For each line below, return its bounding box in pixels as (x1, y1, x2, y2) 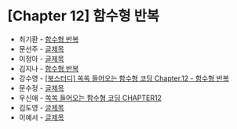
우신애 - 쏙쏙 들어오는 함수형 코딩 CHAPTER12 (18, 93, 162, 102)
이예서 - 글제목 (18, 113, 64, 122)
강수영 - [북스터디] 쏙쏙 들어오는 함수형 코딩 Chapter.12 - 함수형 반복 (18, 73, 229, 83)
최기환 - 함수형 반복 (18, 34, 79, 44)
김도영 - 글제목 (18, 102, 64, 112)
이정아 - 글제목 (18, 54, 64, 63)
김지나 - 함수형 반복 (18, 63, 79, 73)
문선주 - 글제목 (18, 44, 64, 53)
